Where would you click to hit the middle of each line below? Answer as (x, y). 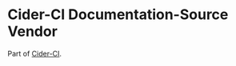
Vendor (32, 31)
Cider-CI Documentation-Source (118, 15)
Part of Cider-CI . (34, 53)
